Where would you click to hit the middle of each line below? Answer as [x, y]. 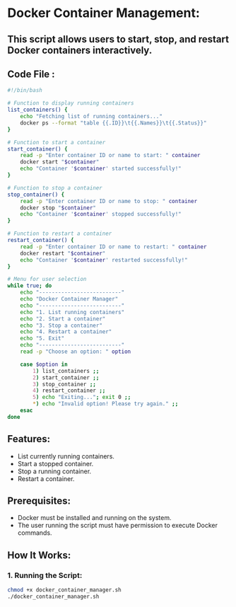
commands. [35, 533]
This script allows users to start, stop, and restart [118, 39]
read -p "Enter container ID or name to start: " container [110, 156]
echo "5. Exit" [42, 339]
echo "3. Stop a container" [61, 325]
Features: [29, 439]
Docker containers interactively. [80, 50]
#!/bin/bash [25, 91]
